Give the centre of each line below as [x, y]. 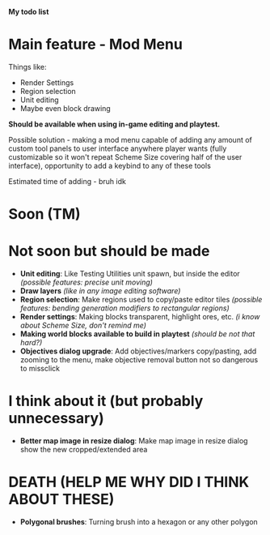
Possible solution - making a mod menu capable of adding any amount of [131, 139]
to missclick [40, 369]
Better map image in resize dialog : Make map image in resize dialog [134, 441]
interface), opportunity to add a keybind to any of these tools [110, 165]
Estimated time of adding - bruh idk [67, 181]
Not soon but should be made [109, 251]
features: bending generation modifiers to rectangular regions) [124, 308]
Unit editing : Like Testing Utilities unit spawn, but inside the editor [130, 274]
